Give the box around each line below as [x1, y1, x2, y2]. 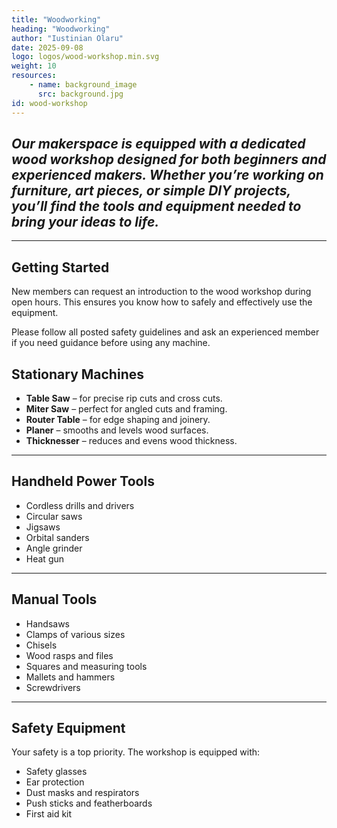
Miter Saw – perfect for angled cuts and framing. [25, 402, 228, 415]
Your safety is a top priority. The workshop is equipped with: [11, 746, 261, 758]
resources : [11, 71, 57, 81]
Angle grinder [25, 542, 83, 554]
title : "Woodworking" [11, 14, 102, 25]
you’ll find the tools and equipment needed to [11, 197, 302, 215]
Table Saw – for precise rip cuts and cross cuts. [25, 392, 223, 404]
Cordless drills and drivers [25, 499, 135, 511]
